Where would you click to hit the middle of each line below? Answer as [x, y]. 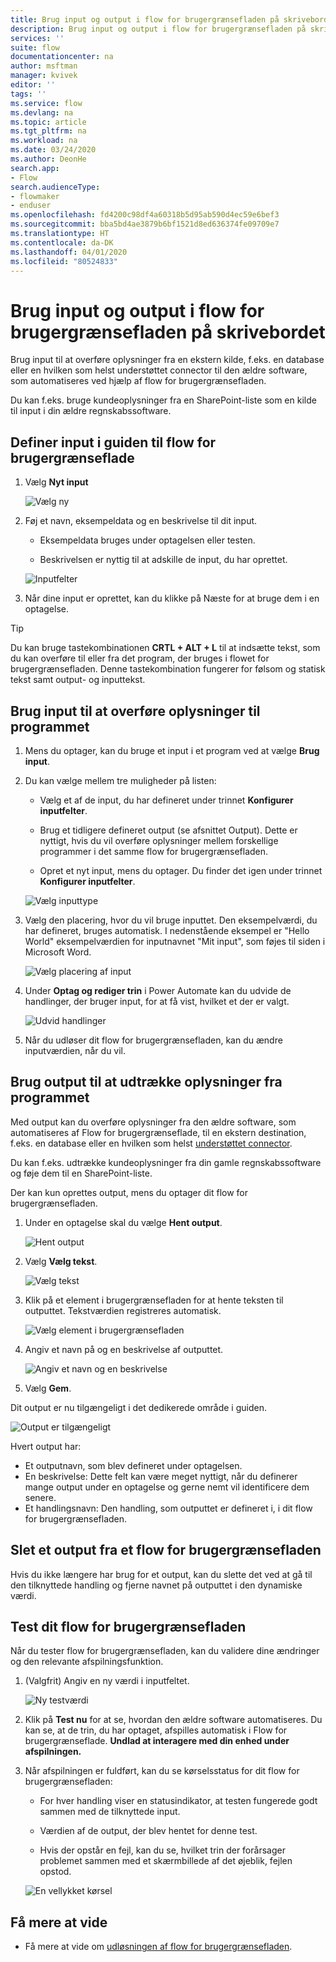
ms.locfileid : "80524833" [64, 261]
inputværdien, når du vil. [75, 1050]
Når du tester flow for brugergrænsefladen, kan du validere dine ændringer [165, 1651]
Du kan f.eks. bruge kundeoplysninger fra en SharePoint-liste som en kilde [163, 400]
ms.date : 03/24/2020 [53, 150]
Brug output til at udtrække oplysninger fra [146, 1082]
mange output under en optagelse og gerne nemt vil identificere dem [167, 1487]
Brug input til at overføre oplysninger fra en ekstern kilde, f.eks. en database [167, 360]
